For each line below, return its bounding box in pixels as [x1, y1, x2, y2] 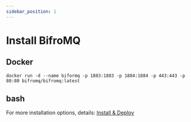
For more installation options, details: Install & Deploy [6, 109, 135, 116]
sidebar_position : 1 [6, 8, 57, 15]
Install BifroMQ [6, 33, 81, 47]
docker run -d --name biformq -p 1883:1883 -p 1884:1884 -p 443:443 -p [6, 73, 185, 79]
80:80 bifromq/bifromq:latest [6, 77, 81, 84]
